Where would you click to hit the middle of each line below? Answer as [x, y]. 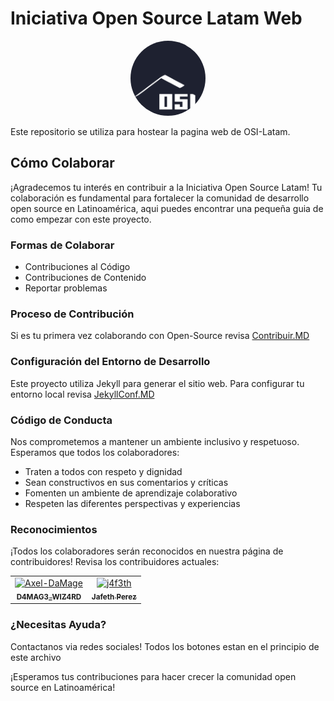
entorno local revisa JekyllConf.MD [82, 394]
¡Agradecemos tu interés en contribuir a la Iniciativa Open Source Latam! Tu [166, 187]
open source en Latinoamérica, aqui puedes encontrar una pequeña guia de [167, 208]
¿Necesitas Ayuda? [58, 625]
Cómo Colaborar [62, 163]
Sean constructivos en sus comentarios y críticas [126, 482]
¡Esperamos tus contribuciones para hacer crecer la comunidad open [153, 676]
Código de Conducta [61, 420]
